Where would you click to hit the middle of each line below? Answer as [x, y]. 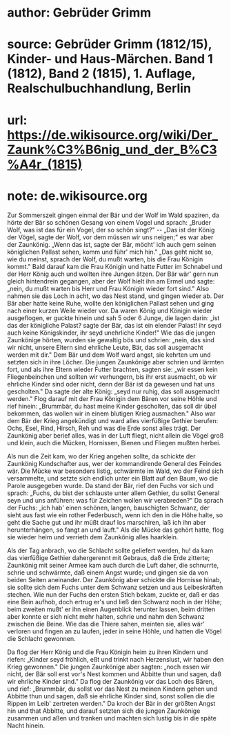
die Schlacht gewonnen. [41, 638]
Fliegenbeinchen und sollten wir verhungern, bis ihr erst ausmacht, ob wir [112, 376]
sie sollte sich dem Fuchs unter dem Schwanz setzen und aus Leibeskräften [115, 587]
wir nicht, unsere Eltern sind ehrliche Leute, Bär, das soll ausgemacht [105, 347]
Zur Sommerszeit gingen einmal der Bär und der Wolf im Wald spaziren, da [113, 215]
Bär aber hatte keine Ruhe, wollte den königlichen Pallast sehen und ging [111, 303]
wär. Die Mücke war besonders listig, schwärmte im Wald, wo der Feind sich [115, 471]
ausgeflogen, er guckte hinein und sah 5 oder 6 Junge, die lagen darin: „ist [113, 318]
